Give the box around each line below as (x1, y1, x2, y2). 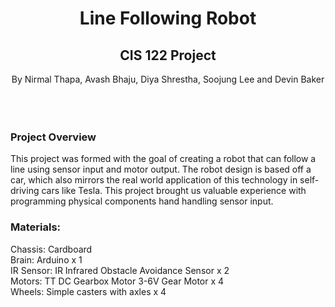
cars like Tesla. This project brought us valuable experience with (41, 185, 307, 197)
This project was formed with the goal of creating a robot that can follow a (10, 153, 317, 165)
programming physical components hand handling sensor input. (10, 195, 274, 207)
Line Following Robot (79, 7, 257, 30)
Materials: (10, 220, 62, 234)
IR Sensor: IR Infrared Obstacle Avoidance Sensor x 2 (10, 264, 230, 276)
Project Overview (10, 130, 97, 144)
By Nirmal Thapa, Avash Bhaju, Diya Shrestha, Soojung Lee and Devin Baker (11, 73, 325, 85)
